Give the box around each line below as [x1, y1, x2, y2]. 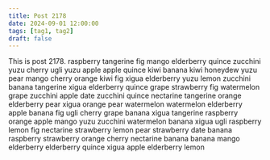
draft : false [8, 34, 52, 43]
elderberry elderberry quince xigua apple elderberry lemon [8, 142, 206, 152]
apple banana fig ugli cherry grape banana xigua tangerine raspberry [8, 108, 239, 118]
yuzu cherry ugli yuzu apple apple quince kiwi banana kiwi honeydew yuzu [8, 65, 258, 75]
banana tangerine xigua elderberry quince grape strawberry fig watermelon [8, 82, 260, 92]
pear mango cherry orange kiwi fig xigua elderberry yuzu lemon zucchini [8, 74, 251, 83]
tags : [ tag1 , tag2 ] [8, 27, 74, 35]
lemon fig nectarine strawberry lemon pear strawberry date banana [8, 125, 232, 135]
